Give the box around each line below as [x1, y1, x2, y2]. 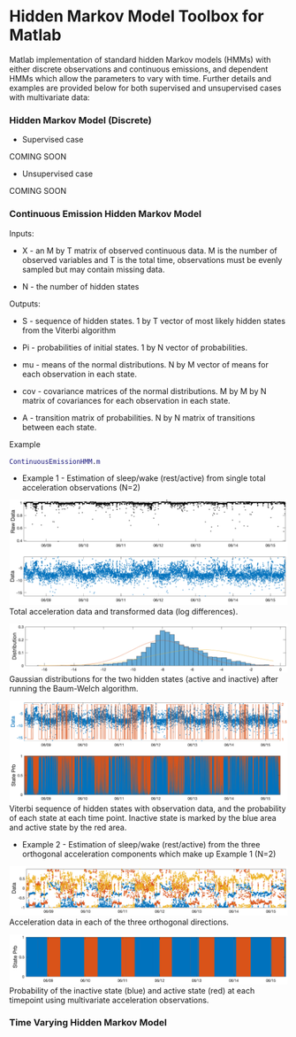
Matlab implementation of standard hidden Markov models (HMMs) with [9, 54, 271, 65]
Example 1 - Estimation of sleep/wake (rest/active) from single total [21, 473, 267, 484]
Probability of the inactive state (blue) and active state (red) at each [9, 985, 255, 995]
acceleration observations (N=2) [21, 483, 141, 493]
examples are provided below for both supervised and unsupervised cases [9, 82, 282, 93]
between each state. [21, 422, 97, 432]
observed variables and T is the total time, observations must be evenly [21, 254, 283, 265]
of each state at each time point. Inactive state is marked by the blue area [9, 812, 277, 823]
